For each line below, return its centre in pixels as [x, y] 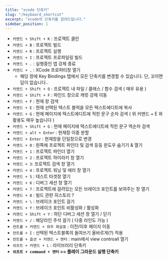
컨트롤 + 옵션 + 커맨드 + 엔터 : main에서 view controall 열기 [70, 239]
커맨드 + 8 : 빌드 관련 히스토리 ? [43, 195]
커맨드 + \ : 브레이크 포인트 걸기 [43, 201]
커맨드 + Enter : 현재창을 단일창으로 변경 [52, 139]
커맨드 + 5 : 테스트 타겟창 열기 [42, 176]
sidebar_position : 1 [27, 24]
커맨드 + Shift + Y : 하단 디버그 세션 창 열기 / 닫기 [62, 214]
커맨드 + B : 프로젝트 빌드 [37, 45]
